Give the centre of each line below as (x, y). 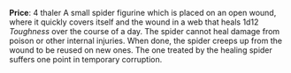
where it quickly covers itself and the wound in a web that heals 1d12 (134, 22)
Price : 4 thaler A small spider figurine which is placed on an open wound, (143, 13)
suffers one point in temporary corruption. (86, 59)
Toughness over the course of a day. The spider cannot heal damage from (145, 31)
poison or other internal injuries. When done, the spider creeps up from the (146, 40)
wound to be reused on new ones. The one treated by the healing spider (141, 50)
